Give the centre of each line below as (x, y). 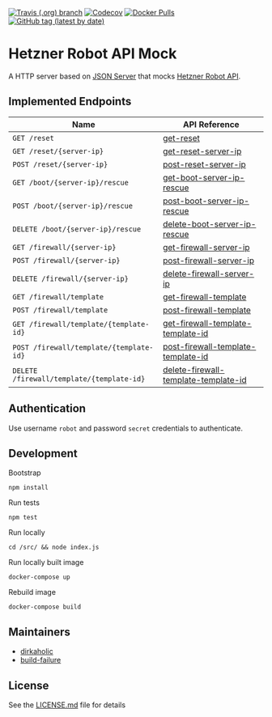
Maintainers (40, 632)
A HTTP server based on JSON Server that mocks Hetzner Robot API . (125, 76)
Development (43, 453)
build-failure (40, 660)
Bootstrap (25, 473)
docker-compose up (39, 577)
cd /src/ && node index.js (54, 547)
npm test (23, 518)
